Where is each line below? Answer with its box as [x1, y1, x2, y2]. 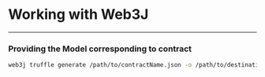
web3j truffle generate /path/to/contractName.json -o [8, 61, 192, 69]
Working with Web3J [8, 5, 149, 24]
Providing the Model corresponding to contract [8, 43, 192, 54]
